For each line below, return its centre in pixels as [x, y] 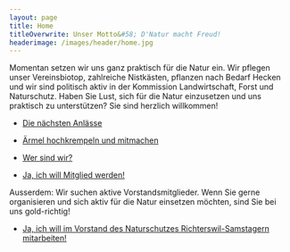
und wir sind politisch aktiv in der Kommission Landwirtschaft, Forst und [141, 87]
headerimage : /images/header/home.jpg [81, 42]
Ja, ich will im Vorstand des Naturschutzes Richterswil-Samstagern [145, 229]
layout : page [33, 17]
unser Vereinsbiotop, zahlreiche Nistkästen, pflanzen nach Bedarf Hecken [145, 78]
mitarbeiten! [44, 239]
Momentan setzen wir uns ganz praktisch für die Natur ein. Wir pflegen [140, 68]
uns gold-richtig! [40, 212]
